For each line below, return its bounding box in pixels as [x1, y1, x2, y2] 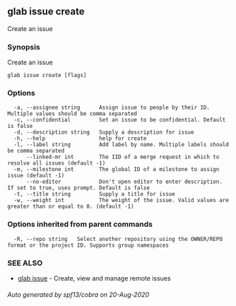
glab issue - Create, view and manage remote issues [17, 274, 171, 282]
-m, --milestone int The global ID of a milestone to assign [13, 166, 220, 173]
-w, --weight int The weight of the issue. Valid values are [13, 197, 230, 204]
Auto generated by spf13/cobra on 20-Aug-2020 [7, 290, 150, 299]
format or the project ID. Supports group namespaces [7, 242, 170, 249]
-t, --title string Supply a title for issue [13, 191, 175, 198]
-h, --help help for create [13, 135, 147, 142]
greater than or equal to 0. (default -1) [7, 203, 134, 211]
